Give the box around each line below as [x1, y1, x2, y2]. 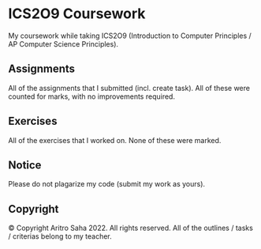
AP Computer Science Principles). [8, 39, 119, 48]
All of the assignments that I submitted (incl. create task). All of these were [8, 83, 251, 92]
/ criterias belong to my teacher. [8, 232, 112, 241]
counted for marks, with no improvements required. [8, 92, 176, 101]
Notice [8, 158, 42, 172]
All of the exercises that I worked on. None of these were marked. [8, 135, 222, 145]
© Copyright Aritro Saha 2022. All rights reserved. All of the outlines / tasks [8, 223, 254, 233]
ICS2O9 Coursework [8, 5, 146, 23]
